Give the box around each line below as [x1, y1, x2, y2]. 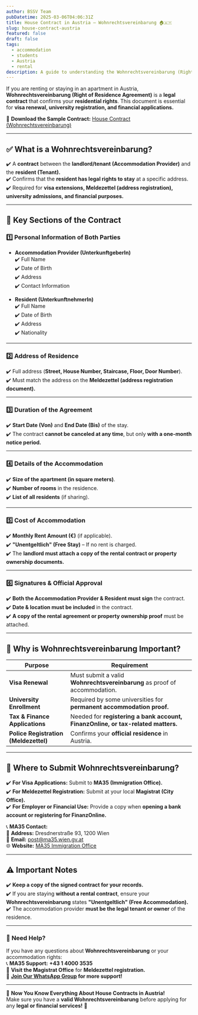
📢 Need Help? [6, 934, 46, 942]
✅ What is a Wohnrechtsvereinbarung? [6, 144, 153, 154]
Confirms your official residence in [70, 730, 169, 738]
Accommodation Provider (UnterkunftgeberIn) [14, 249, 131, 256]
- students [11, 52, 38, 58]
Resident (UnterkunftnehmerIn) [14, 295, 94, 303]
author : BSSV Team [6, 8, 51, 15]
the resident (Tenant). [6, 169, 61, 176]
